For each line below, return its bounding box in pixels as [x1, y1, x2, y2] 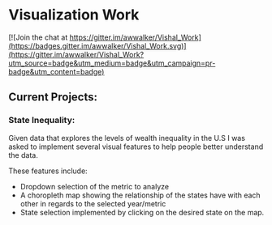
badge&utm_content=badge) [8, 66, 105, 76]
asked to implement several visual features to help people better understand [8, 142, 264, 151]
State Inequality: [8, 115, 76, 126]
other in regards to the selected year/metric [19, 198, 166, 208]
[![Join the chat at [8, 32, 68, 42]
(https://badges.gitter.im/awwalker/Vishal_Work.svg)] [8, 40, 187, 50]
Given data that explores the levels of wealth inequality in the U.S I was [8, 133, 246, 142]
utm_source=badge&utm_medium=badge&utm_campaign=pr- [8, 58, 216, 68]
